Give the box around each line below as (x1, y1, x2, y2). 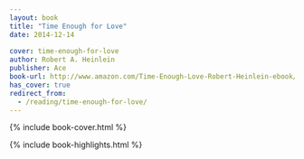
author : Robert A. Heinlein (9, 55, 116, 64)
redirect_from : (9, 89, 67, 98)
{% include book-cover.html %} (9, 122, 127, 133)
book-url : (9, 72, 47, 81)
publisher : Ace (9, 64, 67, 73)
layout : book (9, 13, 59, 23)
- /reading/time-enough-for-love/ (17, 97, 147, 107)
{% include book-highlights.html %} (9, 139, 143, 150)
